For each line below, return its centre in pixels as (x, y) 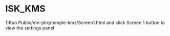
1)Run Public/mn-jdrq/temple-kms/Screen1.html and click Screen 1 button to (85, 22)
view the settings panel (30, 27)
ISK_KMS (26, 9)
